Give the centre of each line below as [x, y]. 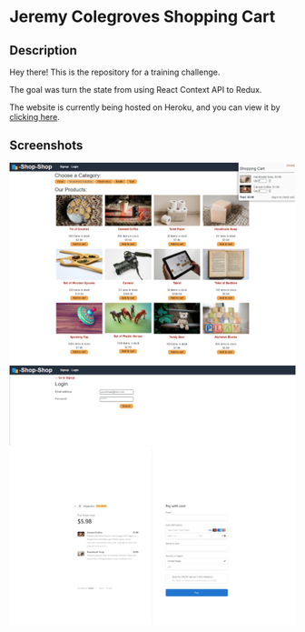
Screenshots [46, 146]
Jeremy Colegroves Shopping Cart [143, 17]
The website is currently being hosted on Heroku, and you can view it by [145, 107]
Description [43, 50]
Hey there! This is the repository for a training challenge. [115, 72]
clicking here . [35, 117]
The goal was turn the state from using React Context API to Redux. [136, 90]
